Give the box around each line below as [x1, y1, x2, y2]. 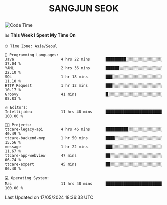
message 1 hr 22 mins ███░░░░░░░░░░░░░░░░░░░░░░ [5, 144, 162, 150]
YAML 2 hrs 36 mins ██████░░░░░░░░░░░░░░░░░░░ [5, 66, 162, 71]
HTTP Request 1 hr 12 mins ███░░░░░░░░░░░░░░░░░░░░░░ [5, 83, 162, 88]
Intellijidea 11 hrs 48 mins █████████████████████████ [5, 109, 162, 115]
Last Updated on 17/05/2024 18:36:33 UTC [5, 194, 94, 200]
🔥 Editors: [5, 105, 28, 110]
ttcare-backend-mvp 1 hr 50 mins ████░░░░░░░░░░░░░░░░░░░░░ [5, 136, 162, 141]
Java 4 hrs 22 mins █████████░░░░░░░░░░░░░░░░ [5, 57, 162, 62]
